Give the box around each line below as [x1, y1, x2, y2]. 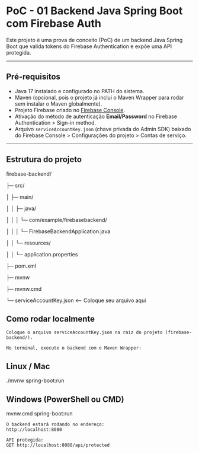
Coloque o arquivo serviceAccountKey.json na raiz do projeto [6, 329, 163, 336]
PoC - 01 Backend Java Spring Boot [6, 4, 183, 18]
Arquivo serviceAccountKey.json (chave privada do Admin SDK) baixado [14, 125, 191, 132]
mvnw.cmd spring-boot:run [6, 410, 73, 417]
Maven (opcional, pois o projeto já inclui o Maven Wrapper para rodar [14, 94, 184, 101]
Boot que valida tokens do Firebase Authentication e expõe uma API [6, 43, 172, 50]
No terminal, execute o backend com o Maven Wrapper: [6, 345, 142, 351]
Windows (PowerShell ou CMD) [6, 394, 124, 404]
